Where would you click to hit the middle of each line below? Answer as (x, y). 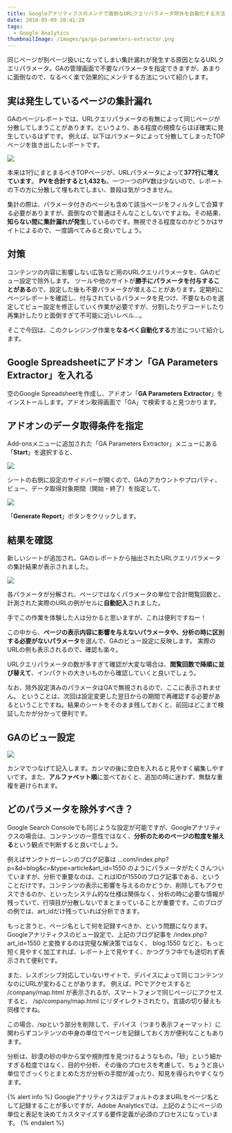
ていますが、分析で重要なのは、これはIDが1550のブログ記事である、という (114, 876)
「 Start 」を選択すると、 (42, 453)
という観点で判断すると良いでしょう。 (68, 844)
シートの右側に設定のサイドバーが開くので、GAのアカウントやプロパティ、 (114, 480)
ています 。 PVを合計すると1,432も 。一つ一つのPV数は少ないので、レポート (115, 181)
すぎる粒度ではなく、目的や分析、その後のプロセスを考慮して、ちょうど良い (116, 1065)
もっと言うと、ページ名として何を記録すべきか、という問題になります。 (109, 926)
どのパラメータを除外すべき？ (70, 809)
